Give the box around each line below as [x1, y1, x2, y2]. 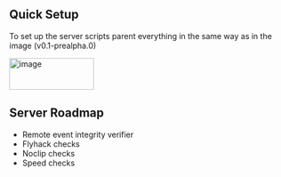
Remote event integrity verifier [21, 129, 134, 140]
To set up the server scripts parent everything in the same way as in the [9, 30, 273, 41]
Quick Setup [9, 7, 79, 22]
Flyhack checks [21, 138, 80, 149]
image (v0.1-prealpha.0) [9, 40, 97, 51]
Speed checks [21, 157, 76, 168]
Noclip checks [21, 148, 76, 158]
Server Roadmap [9, 106, 105, 121]
